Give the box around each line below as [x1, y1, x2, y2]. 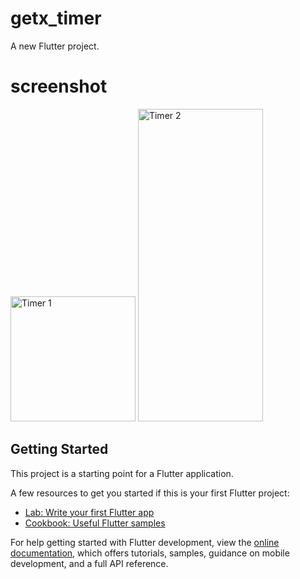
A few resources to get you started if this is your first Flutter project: [10, 487, 290, 499]
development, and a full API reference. [10, 557, 169, 569]
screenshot [10, 75, 108, 98]
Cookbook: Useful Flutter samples [24, 517, 166, 529]
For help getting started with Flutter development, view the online [10, 536, 280, 548]
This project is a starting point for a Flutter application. [10, 467, 234, 479]
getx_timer [10, 7, 102, 30]
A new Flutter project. [10, 40, 100, 52]
